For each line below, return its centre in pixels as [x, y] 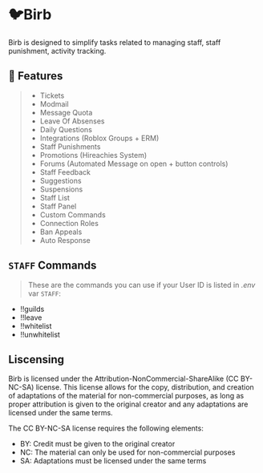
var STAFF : [45, 293]
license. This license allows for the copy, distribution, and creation [145, 387]
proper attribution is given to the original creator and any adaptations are [128, 404]
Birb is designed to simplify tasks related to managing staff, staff [115, 42]
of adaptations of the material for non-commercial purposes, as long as [126, 396]
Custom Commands [73, 214]
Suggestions [61, 180]
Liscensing [36, 360]
